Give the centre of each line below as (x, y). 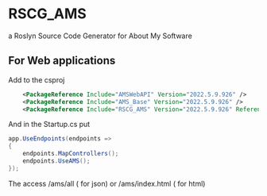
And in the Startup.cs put (49, 125)
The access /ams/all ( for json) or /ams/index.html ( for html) (107, 183)
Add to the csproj (37, 79)
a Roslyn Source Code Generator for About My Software (100, 36)
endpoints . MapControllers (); (71, 154)
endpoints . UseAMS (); (56, 161)
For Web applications (62, 61)
